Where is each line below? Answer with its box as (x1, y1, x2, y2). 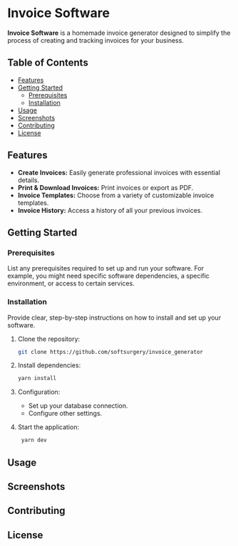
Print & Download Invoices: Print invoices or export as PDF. (17, 183, 194, 191)
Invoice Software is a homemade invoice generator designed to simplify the (7, 28, 231, 37)
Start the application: (17, 423, 80, 431)
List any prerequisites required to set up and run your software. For (7, 264, 205, 273)
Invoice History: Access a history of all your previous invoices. (17, 206, 203, 214)
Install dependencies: (17, 361, 81, 369)
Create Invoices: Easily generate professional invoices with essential (17, 168, 221, 177)
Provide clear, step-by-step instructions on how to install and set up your (7, 313, 222, 322)
